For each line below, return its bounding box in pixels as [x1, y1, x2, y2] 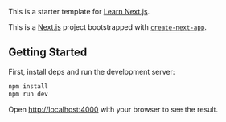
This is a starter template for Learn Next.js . [8, 7, 150, 16]
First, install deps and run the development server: [8, 67, 175, 76]
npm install [8, 82, 48, 91]
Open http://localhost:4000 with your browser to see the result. [8, 104, 219, 114]
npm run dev [8, 90, 48, 98]
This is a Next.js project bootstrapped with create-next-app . [8, 22, 208, 31]
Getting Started [8, 46, 88, 59]
